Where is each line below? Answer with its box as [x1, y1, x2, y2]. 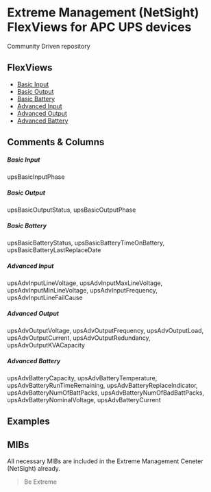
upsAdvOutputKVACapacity [7, 341, 86, 349]
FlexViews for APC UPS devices [7, 19, 192, 35]
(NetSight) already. [7, 465, 60, 473]
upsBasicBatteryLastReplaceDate [7, 246, 101, 254]
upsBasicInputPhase [7, 173, 65, 181]
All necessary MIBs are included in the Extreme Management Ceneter [7, 457, 203, 465]
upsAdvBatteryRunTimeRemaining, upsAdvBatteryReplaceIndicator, [7, 381, 198, 389]
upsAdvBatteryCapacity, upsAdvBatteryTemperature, [7, 373, 158, 382]
